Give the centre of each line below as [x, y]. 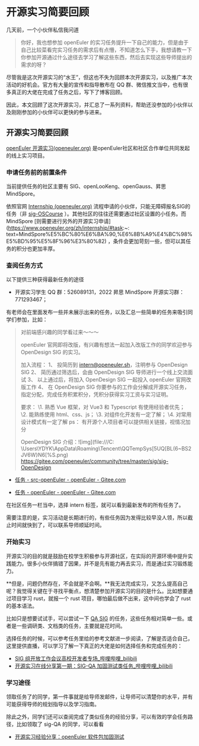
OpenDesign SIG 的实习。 [52, 352]
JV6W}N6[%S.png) [44, 455]
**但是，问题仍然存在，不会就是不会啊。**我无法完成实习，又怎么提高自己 [97, 583]
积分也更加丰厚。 [37, 249]
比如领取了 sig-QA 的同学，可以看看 [60, 724]
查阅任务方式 [25, 265]
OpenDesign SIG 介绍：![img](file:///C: [67, 442]
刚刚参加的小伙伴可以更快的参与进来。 [58, 112]
